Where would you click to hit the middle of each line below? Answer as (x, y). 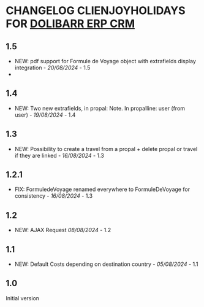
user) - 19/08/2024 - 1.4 (45, 115)
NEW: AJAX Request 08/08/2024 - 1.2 (63, 230)
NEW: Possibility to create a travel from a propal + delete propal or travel (106, 149)
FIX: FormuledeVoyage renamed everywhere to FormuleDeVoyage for (102, 189)
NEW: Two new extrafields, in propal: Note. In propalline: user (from (100, 108)
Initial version (23, 298)
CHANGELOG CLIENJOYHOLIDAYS (96, 11)
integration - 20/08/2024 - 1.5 (52, 68)
